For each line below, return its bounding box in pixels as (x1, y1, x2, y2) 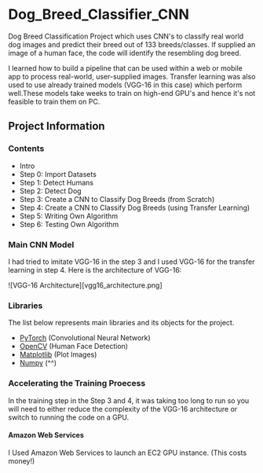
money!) (8, 456, 35, 465)
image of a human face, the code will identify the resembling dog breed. (8, 48, 242, 57)
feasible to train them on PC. (8, 97, 100, 106)
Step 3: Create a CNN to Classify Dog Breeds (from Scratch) (19, 194, 215, 203)
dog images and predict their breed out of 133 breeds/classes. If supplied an (8, 39, 256, 49)
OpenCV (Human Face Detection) (19, 342, 128, 351)
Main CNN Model (8, 239, 75, 250)
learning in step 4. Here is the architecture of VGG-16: (8, 265, 182, 274)
